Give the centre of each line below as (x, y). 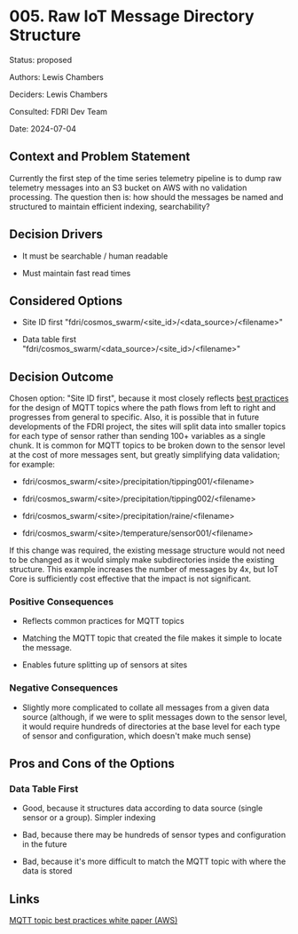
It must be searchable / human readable (95, 256)
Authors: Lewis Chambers (56, 76)
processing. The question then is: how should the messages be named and (146, 196)
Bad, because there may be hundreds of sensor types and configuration (154, 835)
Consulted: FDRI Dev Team (59, 111)
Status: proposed (41, 60)
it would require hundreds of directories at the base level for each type (151, 726)
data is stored (47, 871)
